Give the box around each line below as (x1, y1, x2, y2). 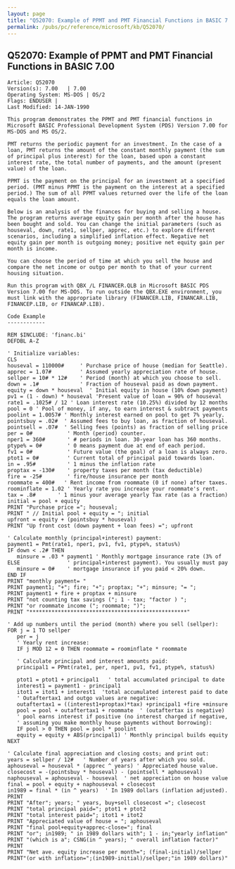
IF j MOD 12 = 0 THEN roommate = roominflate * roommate (16, 645, 188, 653)
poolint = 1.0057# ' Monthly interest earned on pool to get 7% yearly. (7, 412, 225, 419)
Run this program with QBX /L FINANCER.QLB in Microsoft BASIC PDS (7, 282, 210, 289)
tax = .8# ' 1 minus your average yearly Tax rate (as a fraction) (7, 492, 229, 499)
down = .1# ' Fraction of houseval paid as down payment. (7, 381, 219, 388)
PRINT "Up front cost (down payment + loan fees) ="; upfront (7, 522, 193, 530)
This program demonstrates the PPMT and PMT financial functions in (7, 116, 212, 123)
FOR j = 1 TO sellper (7, 627, 71, 634)
